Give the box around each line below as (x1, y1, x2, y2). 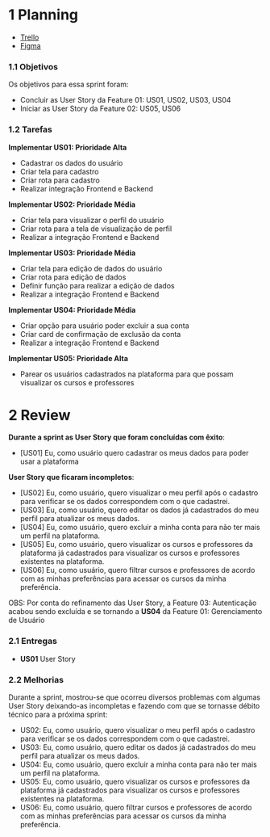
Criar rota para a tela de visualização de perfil (19, 224, 172, 233)
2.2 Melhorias (8, 674, 64, 685)
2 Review (8, 406, 71, 424)
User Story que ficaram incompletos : (8, 473, 135, 482)
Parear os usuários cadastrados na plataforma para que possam (19, 369, 234, 379)
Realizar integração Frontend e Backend (19, 183, 154, 193)
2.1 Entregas (8, 636, 58, 647)
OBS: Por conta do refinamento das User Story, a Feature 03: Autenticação (8, 598, 257, 608)
